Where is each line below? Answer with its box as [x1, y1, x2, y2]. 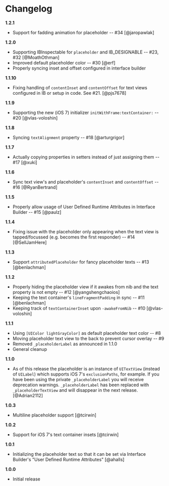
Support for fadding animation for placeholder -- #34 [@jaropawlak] [12, 29, 155, 35]
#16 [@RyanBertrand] [12, 184, 58, 190]
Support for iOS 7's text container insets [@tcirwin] [12, 432, 119, 438]
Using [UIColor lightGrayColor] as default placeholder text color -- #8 [12, 330, 161, 336]
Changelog [5, 3, 52, 15]
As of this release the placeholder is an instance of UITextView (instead [12, 366, 160, 372]
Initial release [12, 476, 40, 482]
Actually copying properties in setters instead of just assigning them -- [12, 154, 160, 160]
